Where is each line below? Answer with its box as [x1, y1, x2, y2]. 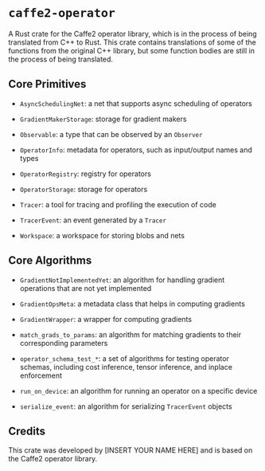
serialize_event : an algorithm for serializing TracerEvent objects [19, 401, 232, 411]
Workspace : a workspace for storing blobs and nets [19, 230, 185, 240]
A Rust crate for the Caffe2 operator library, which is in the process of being [8, 29, 257, 38]
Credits [8, 424, 46, 438]
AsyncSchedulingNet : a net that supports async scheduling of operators [19, 98, 252, 108]
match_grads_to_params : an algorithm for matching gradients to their [19, 329, 242, 340]
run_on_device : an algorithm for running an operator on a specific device [19, 386, 258, 395]
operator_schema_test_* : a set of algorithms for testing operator [19, 353, 229, 363]
